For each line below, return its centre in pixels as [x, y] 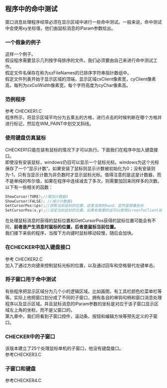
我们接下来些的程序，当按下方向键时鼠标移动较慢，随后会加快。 [70, 233]
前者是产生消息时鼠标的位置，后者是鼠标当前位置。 [66, 227]
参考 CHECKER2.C [24, 259]
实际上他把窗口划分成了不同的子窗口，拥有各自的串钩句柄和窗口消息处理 [88, 297]
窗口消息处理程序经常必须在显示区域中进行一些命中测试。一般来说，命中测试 [83, 22]
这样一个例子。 [20, 54]
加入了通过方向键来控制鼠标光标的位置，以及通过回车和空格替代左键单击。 [81, 265]
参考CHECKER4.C [23, 381]
